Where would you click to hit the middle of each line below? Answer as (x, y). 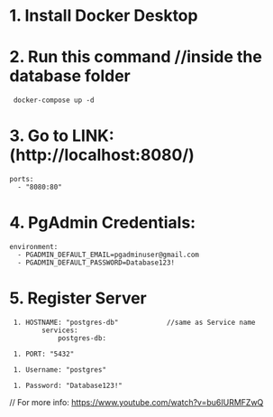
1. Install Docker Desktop (104, 16)
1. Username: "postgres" (59, 370)
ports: (22, 180)
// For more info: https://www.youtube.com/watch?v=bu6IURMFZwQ (136, 402)
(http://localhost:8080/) (102, 155)
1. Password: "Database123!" (68, 385)
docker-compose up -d (54, 100)
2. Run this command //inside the (136, 57)
